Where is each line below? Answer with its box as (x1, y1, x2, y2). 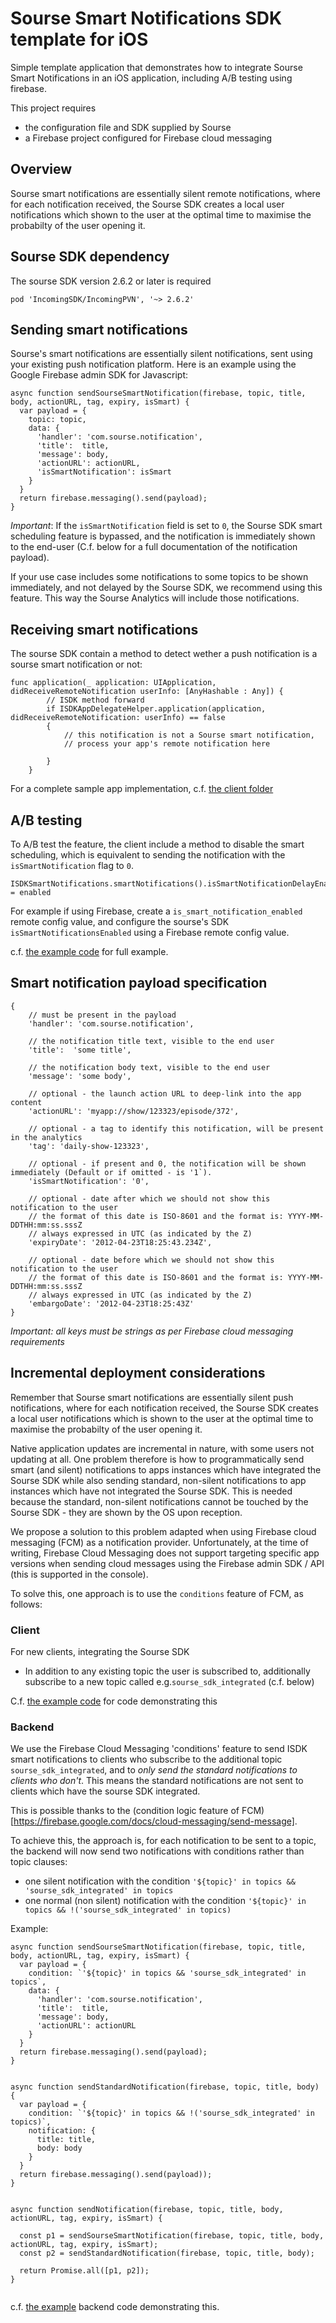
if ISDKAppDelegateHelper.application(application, (46, 704, 267, 714)
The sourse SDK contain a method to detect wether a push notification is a (10, 648, 318, 660)
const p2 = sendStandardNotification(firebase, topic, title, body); (19, 2248, 315, 2259)
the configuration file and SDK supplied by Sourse (24, 121, 232, 133)
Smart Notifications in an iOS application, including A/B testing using (10, 72, 293, 84)
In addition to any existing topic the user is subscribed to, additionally (24, 1665, 311, 1677)
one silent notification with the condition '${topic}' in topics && (24, 1875, 296, 1887)
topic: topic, (28, 415, 87, 425)
